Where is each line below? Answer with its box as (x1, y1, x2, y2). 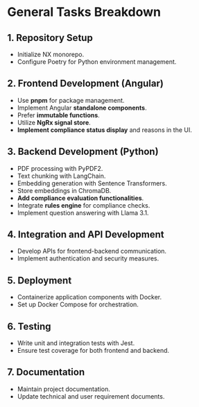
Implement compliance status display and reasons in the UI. (17, 126, 192, 134)
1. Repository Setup (7, 32, 94, 44)
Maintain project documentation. (17, 385, 111, 393)
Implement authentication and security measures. (17, 254, 159, 263)
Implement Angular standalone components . (17, 103, 147, 112)
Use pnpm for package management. (17, 96, 125, 104)
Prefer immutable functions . (17, 110, 101, 119)
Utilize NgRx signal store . (17, 118, 92, 126)
